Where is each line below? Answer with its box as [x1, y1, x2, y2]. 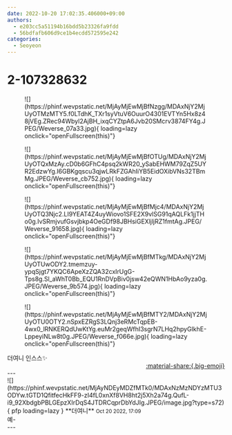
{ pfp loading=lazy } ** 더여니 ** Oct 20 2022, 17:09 [7, 406, 142, 415]
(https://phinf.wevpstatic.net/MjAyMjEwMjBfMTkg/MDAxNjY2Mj [24, 252, 206, 261]
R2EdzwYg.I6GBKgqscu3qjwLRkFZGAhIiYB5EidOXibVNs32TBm [24, 167, 206, 175]
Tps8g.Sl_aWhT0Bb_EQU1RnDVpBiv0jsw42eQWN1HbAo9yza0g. [24, 275, 208, 283]
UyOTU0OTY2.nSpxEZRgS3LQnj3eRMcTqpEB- [24, 317, 158, 326]
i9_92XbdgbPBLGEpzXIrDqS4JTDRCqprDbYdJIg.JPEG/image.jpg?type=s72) [7, 398, 224, 407]
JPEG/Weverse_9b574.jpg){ [24, 281, 104, 290]
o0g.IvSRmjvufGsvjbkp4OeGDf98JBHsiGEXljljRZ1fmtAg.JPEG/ [24, 217, 202, 225]
